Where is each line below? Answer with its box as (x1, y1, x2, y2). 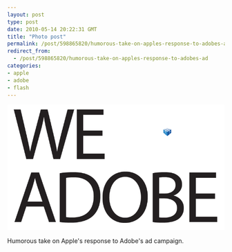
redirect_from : (7, 48, 51, 55)
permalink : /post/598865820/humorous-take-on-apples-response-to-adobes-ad (7, 40, 230, 48)
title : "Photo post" (7, 33, 67, 40)
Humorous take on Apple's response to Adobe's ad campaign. (7, 237, 184, 245)
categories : (7, 62, 41, 69)
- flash (7, 84, 30, 91)
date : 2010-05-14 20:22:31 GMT (7, 26, 97, 33)
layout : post (7, 11, 45, 18)
